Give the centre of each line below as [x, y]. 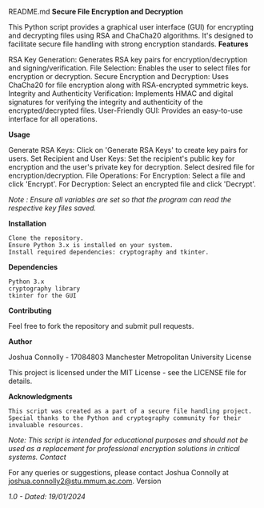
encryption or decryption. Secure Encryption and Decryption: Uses [119, 76]
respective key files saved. [52, 208]
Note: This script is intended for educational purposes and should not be [128, 440]
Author [20, 342]
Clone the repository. [46, 238]
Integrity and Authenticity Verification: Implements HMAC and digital [121, 94]
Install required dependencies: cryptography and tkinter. [109, 252]
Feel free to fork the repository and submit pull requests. [101, 326]
